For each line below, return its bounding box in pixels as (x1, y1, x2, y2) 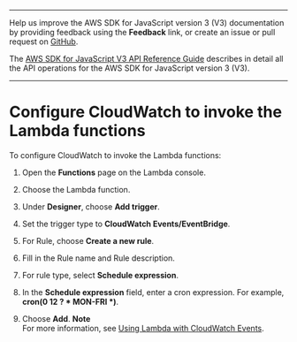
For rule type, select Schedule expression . (21, 270, 179, 280)
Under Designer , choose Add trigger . (21, 201, 161, 212)
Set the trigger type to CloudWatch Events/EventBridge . (21, 218, 231, 229)
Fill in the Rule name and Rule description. (21, 253, 175, 263)
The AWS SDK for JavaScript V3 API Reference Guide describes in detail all (9, 54, 284, 64)
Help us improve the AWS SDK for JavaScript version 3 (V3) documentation (9, 18, 285, 27)
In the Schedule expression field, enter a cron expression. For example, (21, 286, 285, 297)
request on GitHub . (9, 36, 79, 47)
